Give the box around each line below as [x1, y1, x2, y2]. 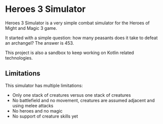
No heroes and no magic [12, 108, 63, 114]
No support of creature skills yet [12, 113, 78, 119]
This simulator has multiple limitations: [5, 82, 83, 88]
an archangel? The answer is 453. [5, 40, 74, 46]
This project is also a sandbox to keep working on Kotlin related [5, 50, 134, 56]
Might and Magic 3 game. [5, 25, 57, 31]
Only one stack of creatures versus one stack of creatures [12, 92, 131, 98]
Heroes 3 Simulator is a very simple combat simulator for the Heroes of [5, 20, 150, 26]
